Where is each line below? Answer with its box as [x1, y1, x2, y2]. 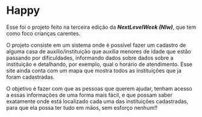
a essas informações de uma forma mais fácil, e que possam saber [6, 91, 173, 98]
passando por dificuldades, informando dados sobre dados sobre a [6, 54, 174, 61]
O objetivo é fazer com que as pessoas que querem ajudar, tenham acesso [6, 85, 192, 92]
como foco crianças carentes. [6, 29, 81, 37]
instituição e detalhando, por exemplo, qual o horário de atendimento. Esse [6, 61, 193, 68]
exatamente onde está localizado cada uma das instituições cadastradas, [6, 97, 189, 105]
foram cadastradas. [6, 73, 55, 80]
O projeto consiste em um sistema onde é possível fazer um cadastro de [6, 41, 186, 49]
